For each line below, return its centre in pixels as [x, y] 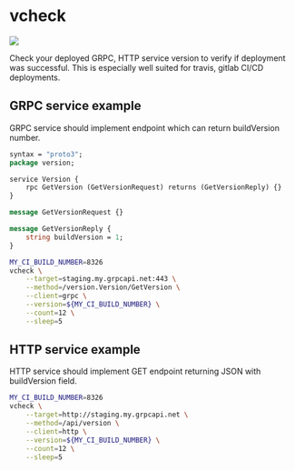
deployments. [35, 77]
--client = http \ [57, 431]
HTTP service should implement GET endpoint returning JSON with [135, 371]
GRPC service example [75, 106]
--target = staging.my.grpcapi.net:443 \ [101, 279]
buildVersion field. [43, 381]
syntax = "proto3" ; [46, 154]
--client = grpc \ [57, 296]
